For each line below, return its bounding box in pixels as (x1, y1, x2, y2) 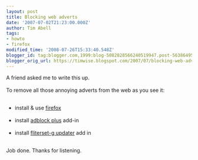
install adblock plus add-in (14, 116, 80, 124)
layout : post (6, 8, 38, 15)
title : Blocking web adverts (6, 14, 78, 20)
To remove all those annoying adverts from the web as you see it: (6, 86, 165, 94)
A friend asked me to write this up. (6, 74, 90, 81)
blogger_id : (6, 52, 35, 58)
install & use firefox (14, 104, 62, 111)
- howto (6, 36, 25, 42)
